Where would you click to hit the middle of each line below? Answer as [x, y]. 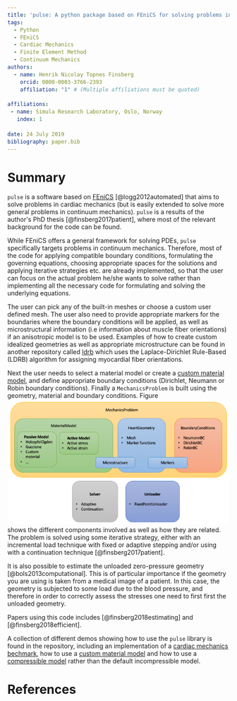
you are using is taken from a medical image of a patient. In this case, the [114, 581]
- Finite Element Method [50, 52]
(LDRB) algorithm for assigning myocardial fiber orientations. [95, 360]
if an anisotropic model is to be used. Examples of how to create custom [112, 337]
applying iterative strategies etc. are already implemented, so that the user [115, 271]
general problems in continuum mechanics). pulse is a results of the [106, 212]
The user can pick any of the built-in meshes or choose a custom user [109, 307]
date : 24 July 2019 [36, 134]
